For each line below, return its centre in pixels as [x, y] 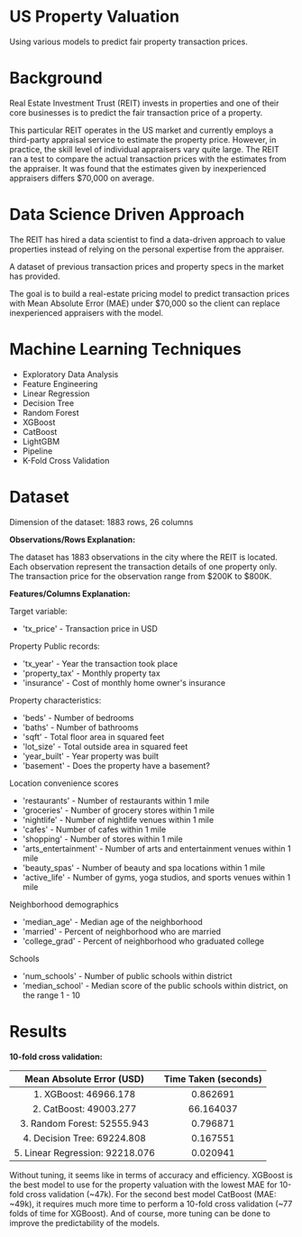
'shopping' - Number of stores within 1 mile [102, 839]
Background [56, 78]
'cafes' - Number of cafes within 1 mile [94, 829]
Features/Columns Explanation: [70, 594]
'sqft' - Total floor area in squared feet [93, 736]
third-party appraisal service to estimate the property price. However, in [143, 139]
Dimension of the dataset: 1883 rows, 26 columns [101, 522]
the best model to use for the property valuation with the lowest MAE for [143, 1185]
